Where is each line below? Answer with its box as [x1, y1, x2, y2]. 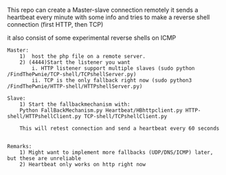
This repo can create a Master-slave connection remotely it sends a [7, 6, 199, 14]
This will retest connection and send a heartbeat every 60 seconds [19, 125, 220, 132]
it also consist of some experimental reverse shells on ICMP [7, 34, 177, 42]
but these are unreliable [7, 155, 81, 162]
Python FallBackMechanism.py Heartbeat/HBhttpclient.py [19, 107, 183, 114]
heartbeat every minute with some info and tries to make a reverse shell [7, 13, 210, 21]
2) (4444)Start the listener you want [19, 59, 131, 66]
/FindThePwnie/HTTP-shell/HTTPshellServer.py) [7, 83, 143, 90]
